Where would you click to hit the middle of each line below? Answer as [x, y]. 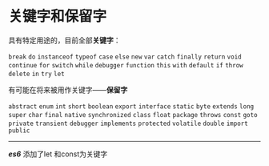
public [19, 130]
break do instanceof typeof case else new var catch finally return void [125, 57]
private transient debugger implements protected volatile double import [128, 123]
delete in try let [37, 74]
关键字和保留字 [58, 16]
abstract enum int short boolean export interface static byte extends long [131, 106]
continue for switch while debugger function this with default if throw [126, 65]
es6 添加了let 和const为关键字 [58, 154]
